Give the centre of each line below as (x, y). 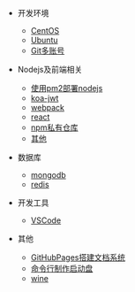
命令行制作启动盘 (62, 269)
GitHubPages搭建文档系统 (78, 257)
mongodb (48, 175)
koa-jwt (45, 98)
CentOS (45, 31)
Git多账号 (48, 50)
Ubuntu (44, 40)
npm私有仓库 (54, 127)
